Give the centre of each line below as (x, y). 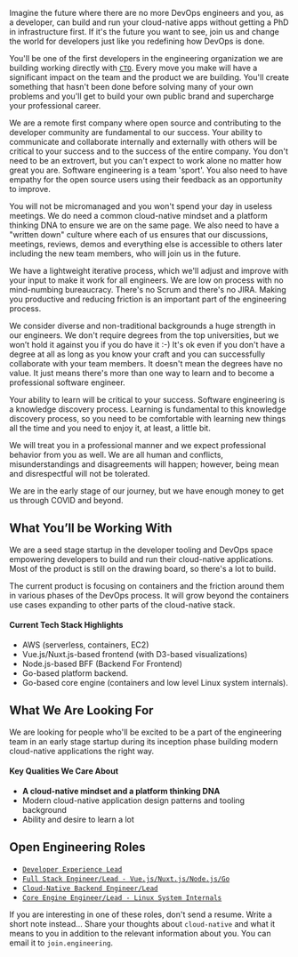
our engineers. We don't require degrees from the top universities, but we (144, 335)
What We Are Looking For (81, 711)
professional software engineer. (68, 382)
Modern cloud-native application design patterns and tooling (133, 800)
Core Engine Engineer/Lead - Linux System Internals (122, 897)
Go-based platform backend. (75, 673)
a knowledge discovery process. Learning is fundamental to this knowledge (148, 409)
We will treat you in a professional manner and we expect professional (138, 445)
